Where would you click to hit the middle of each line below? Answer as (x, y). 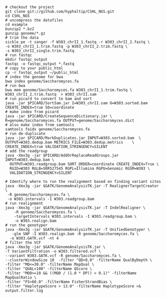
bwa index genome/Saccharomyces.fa (42, 81)
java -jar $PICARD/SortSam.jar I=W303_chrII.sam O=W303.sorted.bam (77, 103)
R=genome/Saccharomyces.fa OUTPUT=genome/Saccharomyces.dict (70, 121)
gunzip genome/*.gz (25, 33)
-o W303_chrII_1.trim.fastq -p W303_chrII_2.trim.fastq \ (66, 46)
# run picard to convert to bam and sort (49, 99)
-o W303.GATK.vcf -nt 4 (34, 238)
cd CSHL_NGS (17, 16)
